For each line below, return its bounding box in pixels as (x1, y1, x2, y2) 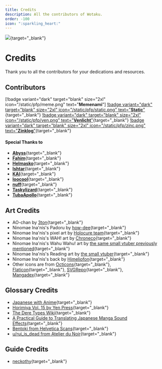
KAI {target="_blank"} (12, 171, 56, 177)
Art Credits (5, 206, 40, 215)
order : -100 (5, 16, 30, 21)
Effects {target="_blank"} (12, 320, 63, 326)
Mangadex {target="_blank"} (12, 272, 70, 278)
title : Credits (5, 7, 37, 12)
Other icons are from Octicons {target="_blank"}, (12, 261, 111, 267)
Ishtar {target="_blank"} (12, 166, 61, 172)
